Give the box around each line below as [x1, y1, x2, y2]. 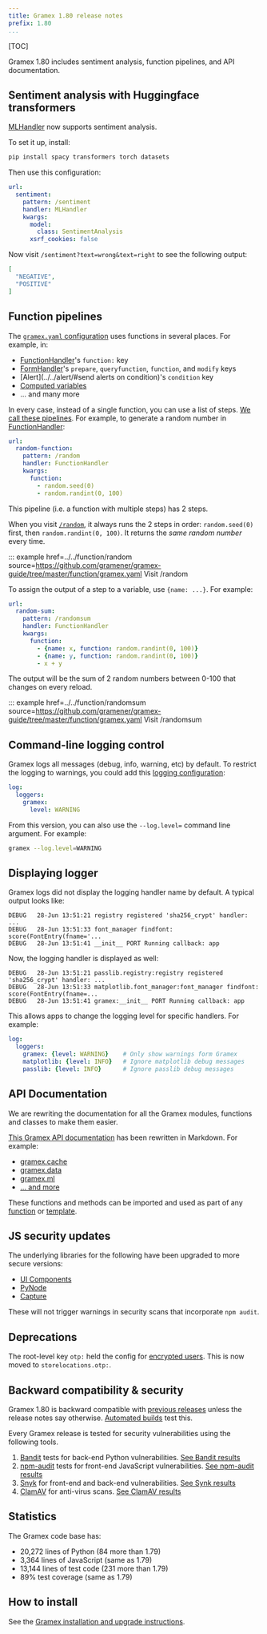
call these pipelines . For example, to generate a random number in [8, 413, 226, 423]
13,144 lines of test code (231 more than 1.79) [19, 1564, 169, 1573]
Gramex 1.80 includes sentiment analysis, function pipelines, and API [8, 57, 235, 66]
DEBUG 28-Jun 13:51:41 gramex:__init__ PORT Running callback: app [8, 997, 245, 1005]
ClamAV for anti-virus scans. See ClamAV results [19, 1487, 181, 1496]
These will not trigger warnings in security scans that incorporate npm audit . [8, 1307, 260, 1317]
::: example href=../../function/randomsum [8, 698, 146, 707]
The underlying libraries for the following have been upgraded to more [8, 1250, 240, 1260]
